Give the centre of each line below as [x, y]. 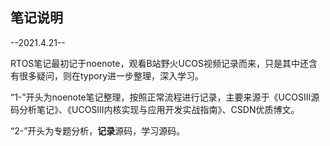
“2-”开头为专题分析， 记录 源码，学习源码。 [98, 130]
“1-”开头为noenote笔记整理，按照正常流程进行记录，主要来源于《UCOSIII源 [165, 97]
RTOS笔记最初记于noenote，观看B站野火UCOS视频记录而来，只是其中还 [159, 63]
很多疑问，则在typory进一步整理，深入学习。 [111, 75]
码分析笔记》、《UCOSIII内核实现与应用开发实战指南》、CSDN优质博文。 [155, 109]
